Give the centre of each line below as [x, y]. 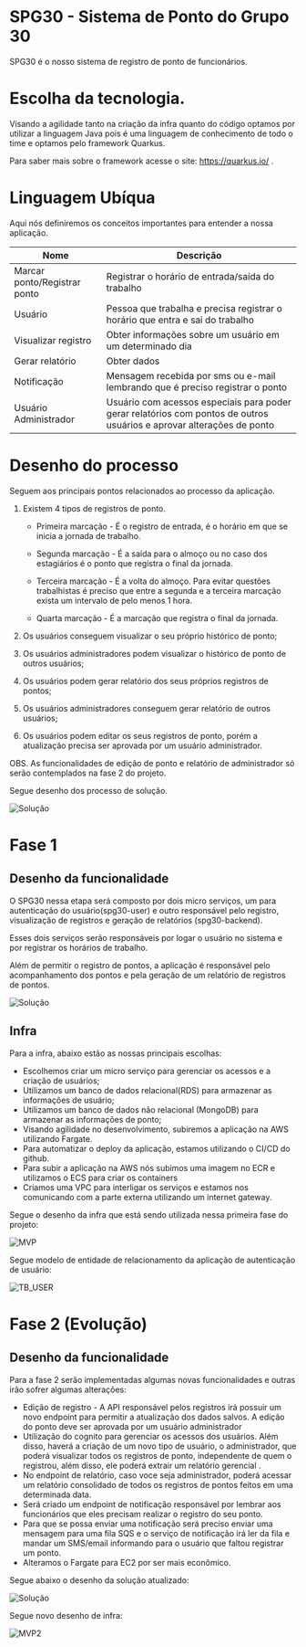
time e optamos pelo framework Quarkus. [87, 143]
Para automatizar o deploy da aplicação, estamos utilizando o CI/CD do [156, 1148]
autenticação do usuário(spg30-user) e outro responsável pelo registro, [144, 910]
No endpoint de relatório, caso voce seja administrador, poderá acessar [157, 1475]
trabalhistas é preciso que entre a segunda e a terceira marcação [158, 590]
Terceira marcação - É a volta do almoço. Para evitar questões [153, 581]
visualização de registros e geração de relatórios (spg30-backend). [136, 920]
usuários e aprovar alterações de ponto [190, 425]
